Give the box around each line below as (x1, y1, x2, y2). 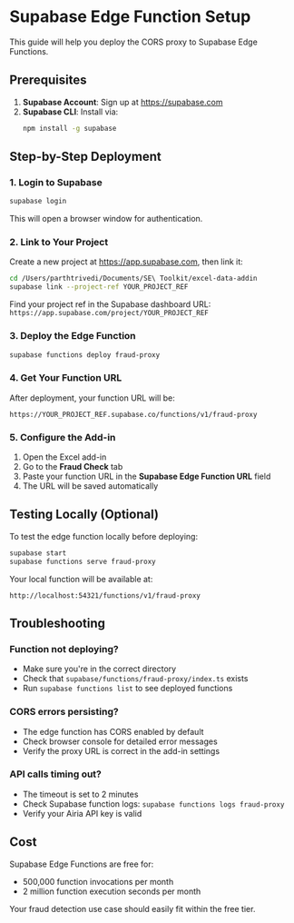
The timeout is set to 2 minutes (22, 789, 139, 799)
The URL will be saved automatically (22, 481, 159, 491)
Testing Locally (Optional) (9, 507, 159, 522)
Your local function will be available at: (9, 573, 153, 584)
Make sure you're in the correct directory (22, 663, 177, 674)
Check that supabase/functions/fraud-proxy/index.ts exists (22, 673, 249, 684)
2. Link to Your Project (9, 236, 109, 249)
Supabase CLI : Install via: (22, 106, 119, 117)
